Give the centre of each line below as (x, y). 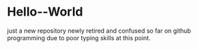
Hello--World (45, 12)
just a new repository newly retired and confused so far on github (99, 31)
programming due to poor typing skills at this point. (79, 37)
